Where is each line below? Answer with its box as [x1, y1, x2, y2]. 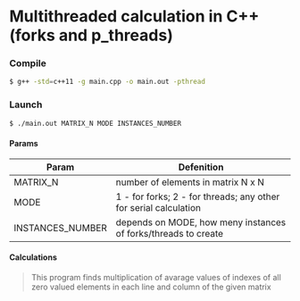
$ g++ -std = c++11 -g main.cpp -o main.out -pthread [9, 78, 205, 87]
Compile [9, 57, 46, 70]
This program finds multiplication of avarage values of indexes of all [30, 272, 281, 282]
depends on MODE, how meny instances [115, 216, 287, 229]
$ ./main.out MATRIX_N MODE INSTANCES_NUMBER [9, 119, 181, 128]
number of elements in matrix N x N [115, 176, 265, 188]
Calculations [9, 252, 58, 263]
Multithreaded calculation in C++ [9, 6, 260, 27]
